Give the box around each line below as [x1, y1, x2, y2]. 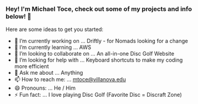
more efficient [14, 63, 49, 70]
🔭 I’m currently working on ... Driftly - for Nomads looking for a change [14, 38, 188, 45]
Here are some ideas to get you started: [5, 26, 104, 33]
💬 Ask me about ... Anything [14, 69, 83, 77]
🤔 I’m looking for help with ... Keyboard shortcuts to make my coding [14, 56, 183, 64]
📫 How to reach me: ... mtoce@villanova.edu [14, 76, 126, 83]
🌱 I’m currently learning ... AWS [14, 44, 92, 51]
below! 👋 [5, 12, 32, 20]
